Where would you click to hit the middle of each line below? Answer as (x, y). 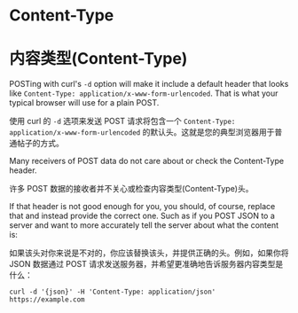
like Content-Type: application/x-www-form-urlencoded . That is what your (144, 93)
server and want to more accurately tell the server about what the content (144, 225)
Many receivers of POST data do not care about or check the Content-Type (147, 161)
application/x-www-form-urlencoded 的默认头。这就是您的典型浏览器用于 (142, 132)
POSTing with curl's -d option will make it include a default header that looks (149, 84)
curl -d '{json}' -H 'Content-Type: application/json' (113, 292)
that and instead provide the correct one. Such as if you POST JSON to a (142, 216)
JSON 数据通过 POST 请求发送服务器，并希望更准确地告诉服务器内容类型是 (146, 264)
